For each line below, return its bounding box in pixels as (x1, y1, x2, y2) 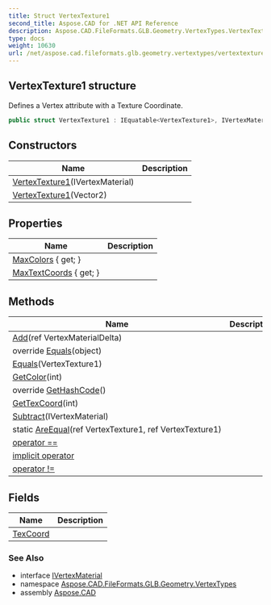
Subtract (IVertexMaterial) (12, 411, 109, 422)
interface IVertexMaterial (19, 570, 102, 581)
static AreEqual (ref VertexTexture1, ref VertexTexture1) (12, 424, 222, 436)
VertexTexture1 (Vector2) (12, 189, 107, 200)
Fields (8, 490, 40, 504)
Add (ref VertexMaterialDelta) (12, 332, 123, 344)
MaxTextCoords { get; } (12, 267, 100, 278)
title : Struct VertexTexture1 (8, 11, 110, 20)
